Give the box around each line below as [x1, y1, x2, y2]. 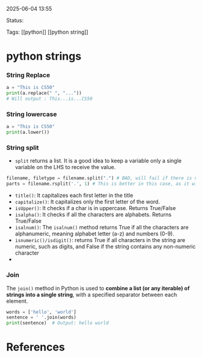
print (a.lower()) [6, 129, 50, 135]
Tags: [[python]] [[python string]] [6, 28, 88, 36]
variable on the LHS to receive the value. [14, 164, 116, 171]
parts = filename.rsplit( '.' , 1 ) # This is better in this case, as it [6, 181, 189, 187]
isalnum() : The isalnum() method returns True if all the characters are [14, 224, 189, 231]
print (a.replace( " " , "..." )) [6, 90, 82, 96]
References [6, 340, 65, 354]
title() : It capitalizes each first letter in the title [14, 192, 133, 199]
